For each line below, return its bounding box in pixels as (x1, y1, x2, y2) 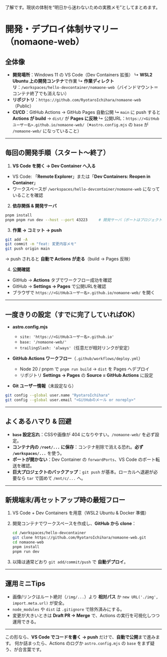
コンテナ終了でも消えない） (12, 90, 70, 96)
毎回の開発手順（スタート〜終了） (5, 149, 110, 157)
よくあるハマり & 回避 (5, 417, 72, 426)
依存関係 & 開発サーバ (12, 203, 57, 209)
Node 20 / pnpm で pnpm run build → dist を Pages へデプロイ (19, 366, 150, 372)
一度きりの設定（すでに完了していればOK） (5, 310, 139, 319)
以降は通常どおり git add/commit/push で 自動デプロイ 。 (12, 559, 128, 565)
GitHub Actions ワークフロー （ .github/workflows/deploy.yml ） (12, 355, 143, 361)
